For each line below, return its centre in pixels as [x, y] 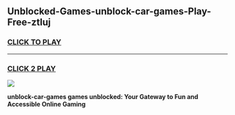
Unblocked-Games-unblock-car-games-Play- [109, 11]
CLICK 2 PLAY [31, 68]
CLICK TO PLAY [34, 43]
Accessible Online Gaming [47, 104]
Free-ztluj [29, 23]
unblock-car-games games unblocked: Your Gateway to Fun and [103, 96]
